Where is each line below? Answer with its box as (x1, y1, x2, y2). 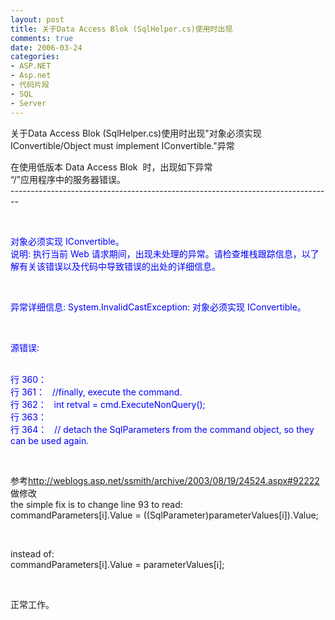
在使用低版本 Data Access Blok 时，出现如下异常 (10, 161, 213, 173)
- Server (10, 98, 47, 108)
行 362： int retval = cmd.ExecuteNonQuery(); (10, 398, 206, 410)
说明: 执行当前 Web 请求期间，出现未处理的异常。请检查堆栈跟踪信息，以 (10, 247, 311, 260)
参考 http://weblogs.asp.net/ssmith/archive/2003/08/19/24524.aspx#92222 (10, 474, 320, 486)
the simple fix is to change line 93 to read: (10, 498, 183, 510)
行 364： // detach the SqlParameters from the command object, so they (10, 423, 315, 435)
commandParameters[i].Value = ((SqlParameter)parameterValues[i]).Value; (10, 509, 319, 521)
